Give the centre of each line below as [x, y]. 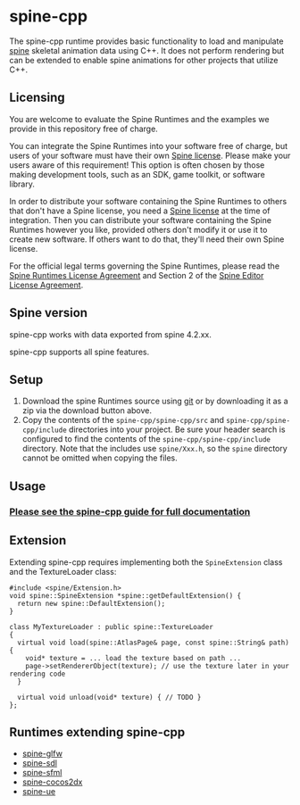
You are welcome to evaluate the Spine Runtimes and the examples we [139, 119]
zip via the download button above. [87, 411]
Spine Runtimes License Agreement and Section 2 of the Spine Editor [137, 275]
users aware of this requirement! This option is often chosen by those [137, 165]
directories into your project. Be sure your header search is [177, 429]
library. [22, 184]
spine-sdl [40, 763]
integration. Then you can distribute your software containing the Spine [141, 220]
